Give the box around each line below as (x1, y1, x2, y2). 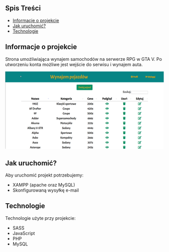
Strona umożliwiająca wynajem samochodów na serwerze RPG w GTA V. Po (5, 56, 162, 62)
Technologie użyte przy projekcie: (5, 215, 76, 221)
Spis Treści (5, 4, 41, 13)
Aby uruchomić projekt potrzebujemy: (5, 172, 84, 178)
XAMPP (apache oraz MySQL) (12, 182, 75, 188)
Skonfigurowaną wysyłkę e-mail (12, 187, 79, 193)
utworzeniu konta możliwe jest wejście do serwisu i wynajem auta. (5, 61, 143, 67)
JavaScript (12, 230, 35, 236)
